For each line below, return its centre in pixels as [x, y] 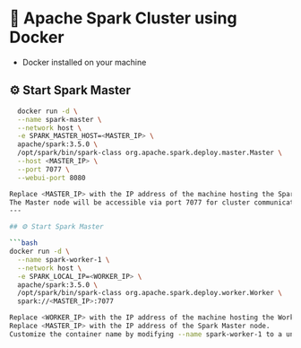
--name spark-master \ [60, 119]
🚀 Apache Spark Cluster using [123, 18]
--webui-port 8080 [52, 178]
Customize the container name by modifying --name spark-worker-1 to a [146, 334]
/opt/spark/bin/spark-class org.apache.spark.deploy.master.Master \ [150, 153]
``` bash [24, 243]
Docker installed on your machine [84, 62]
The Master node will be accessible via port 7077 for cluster [130, 202]
